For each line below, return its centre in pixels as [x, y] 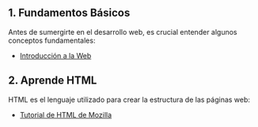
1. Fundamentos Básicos [69, 13]
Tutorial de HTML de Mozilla [66, 114]
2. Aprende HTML [53, 81]
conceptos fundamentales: [52, 40]
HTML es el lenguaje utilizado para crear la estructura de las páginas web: [129, 99]
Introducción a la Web [55, 55]
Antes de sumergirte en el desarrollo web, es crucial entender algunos [123, 32]
